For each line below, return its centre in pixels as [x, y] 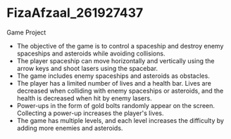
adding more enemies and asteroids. [70, 128]
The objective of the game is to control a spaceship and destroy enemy [120, 46]
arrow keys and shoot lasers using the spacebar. [87, 68]
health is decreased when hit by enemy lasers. [84, 98]
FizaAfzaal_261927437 [75, 13]
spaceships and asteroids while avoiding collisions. [91, 53]
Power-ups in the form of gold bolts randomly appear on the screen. [116, 105]
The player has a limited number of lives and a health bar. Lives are [114, 83]
